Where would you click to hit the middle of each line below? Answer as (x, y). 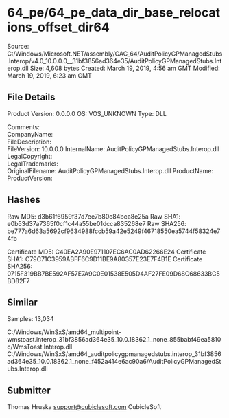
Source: (18, 46)
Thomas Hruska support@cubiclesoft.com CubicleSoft (84, 407)
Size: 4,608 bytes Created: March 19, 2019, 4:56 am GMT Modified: (125, 68)
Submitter (29, 390)
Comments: (23, 127)
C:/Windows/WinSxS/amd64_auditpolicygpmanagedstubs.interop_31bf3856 (114, 354)
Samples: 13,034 (31, 319)
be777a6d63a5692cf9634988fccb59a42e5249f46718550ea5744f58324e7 (114, 231)
